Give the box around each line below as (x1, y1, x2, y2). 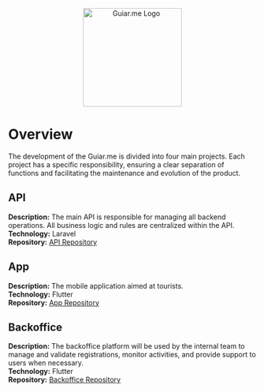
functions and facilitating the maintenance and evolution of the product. (8, 168, 241, 177)
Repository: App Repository (8, 297, 100, 307)
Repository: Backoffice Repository (8, 375, 121, 385)
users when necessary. (8, 358, 84, 368)
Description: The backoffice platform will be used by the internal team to (8, 342, 246, 351)
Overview (8, 125, 73, 144)
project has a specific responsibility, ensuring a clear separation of (8, 159, 225, 169)
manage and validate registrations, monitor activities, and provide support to (8, 350, 256, 360)
